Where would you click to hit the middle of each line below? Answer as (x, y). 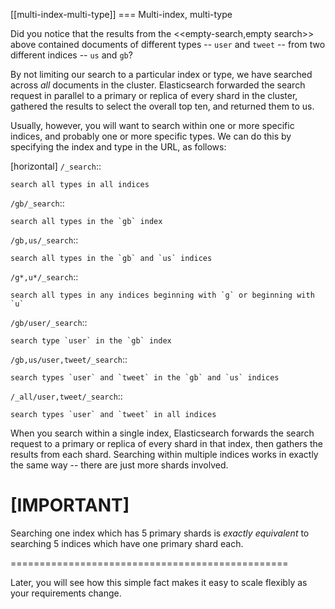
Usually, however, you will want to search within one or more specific (152, 125)
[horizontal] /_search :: (56, 166)
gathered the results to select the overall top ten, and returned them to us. (162, 106)
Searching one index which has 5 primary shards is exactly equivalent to (160, 533)
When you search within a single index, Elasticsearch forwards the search (162, 433)
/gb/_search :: (37, 203)
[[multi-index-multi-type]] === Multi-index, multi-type (121, 14)
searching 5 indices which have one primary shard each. (127, 543)
